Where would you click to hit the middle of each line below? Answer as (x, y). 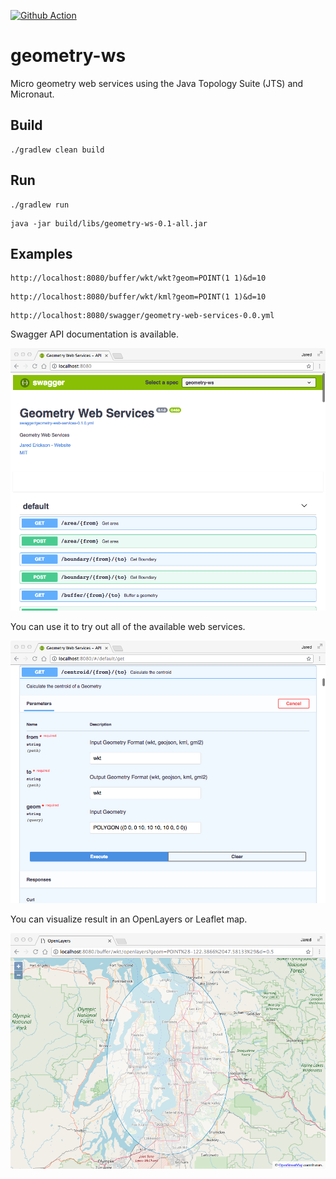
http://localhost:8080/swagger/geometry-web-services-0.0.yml (142, 316)
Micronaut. (32, 94)
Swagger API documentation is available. (95, 334)
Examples (41, 253)
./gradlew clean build (57, 150)
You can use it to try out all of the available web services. (128, 627)
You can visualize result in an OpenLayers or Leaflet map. (129, 919)
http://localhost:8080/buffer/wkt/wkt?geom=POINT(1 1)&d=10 (138, 278)
